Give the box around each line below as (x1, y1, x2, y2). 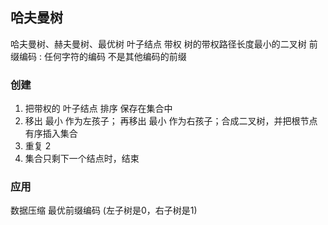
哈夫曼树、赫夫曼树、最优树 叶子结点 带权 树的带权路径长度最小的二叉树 (10, 38, 307, 50)
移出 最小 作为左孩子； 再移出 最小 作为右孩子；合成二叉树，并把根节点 (24, 115, 318, 127)
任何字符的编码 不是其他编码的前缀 (43, 50, 187, 62)
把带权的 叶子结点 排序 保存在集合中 (24, 103, 173, 115)
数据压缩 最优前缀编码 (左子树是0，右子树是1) (10, 204, 198, 217)
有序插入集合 (24, 128, 78, 140)
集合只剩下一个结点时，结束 (24, 153, 140, 165)
